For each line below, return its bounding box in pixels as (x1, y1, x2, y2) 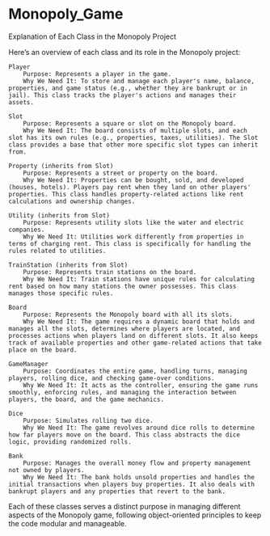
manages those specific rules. (8, 289, 114, 298)
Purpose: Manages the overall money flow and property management (23, 458, 251, 467)
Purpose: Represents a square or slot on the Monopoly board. (23, 119, 237, 128)
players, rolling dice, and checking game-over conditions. (8, 374, 216, 382)
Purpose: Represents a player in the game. (23, 70, 172, 78)
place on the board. (8, 345, 78, 354)
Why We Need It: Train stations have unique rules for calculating (23, 275, 255, 283)
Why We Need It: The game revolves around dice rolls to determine (23, 424, 255, 432)
